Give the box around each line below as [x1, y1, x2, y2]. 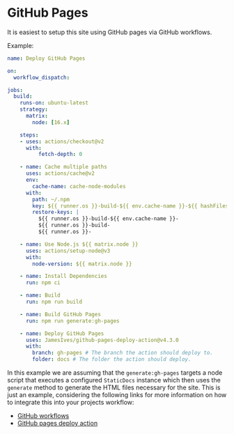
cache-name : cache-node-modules [32, 183, 127, 189]
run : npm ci [25, 279, 61, 286]
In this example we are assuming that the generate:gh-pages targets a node [7, 369, 223, 377]
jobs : [7, 86, 23, 93]
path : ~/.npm [32, 196, 70, 203]
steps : [19, 131, 39, 139]
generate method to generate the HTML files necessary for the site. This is [7, 383, 221, 392]
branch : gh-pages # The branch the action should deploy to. [32, 350, 214, 357]
